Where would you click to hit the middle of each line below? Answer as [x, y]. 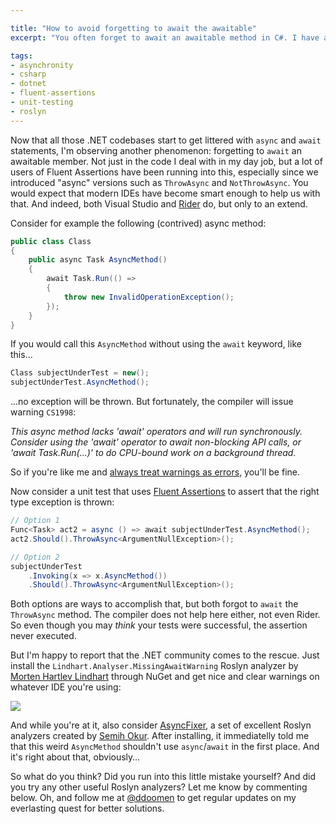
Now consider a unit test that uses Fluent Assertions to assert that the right [165, 492]
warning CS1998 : [43, 412]
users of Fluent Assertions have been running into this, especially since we [164, 172]
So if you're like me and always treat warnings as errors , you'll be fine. [155, 472]
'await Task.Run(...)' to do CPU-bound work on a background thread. [153, 453]
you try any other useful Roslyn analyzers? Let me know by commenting [159, 787]
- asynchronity [42, 65]
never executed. [43, 636]
